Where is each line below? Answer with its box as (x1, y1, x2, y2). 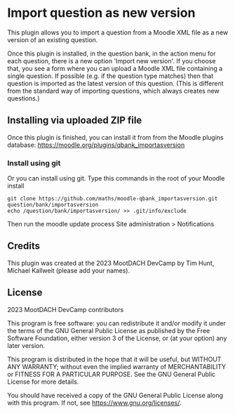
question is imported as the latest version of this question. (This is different (7, 79, 224, 87)
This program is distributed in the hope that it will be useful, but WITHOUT (7, 355, 222, 363)
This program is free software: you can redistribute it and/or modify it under (7, 318, 226, 328)
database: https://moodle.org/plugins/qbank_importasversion (7, 141, 185, 149)
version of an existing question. (7, 35, 98, 44)
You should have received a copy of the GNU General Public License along (7, 391, 223, 399)
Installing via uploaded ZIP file (7, 115, 142, 127)
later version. (7, 341, 46, 349)
